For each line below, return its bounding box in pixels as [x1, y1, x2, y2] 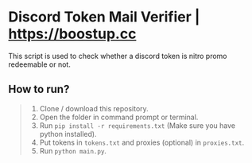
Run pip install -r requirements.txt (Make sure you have [39, 120, 236, 130]
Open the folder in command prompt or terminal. [39, 112, 199, 122]
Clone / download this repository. [39, 103, 149, 113]
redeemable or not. [8, 60, 72, 69]
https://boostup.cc [8, 25, 137, 43]
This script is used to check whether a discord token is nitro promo [8, 51, 227, 60]
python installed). [39, 129, 97, 138]
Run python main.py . [39, 146, 107, 155]
